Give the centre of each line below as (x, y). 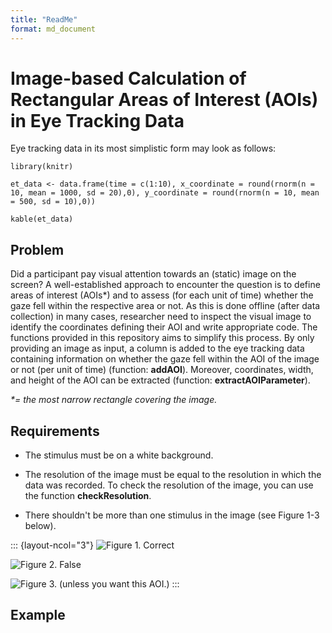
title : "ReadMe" (44, 19)
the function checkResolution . (88, 496)
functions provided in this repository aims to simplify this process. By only (162, 338)
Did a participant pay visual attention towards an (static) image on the (153, 274)
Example (38, 615)
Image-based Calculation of (128, 78)
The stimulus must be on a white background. (119, 455)
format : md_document (53, 29)
